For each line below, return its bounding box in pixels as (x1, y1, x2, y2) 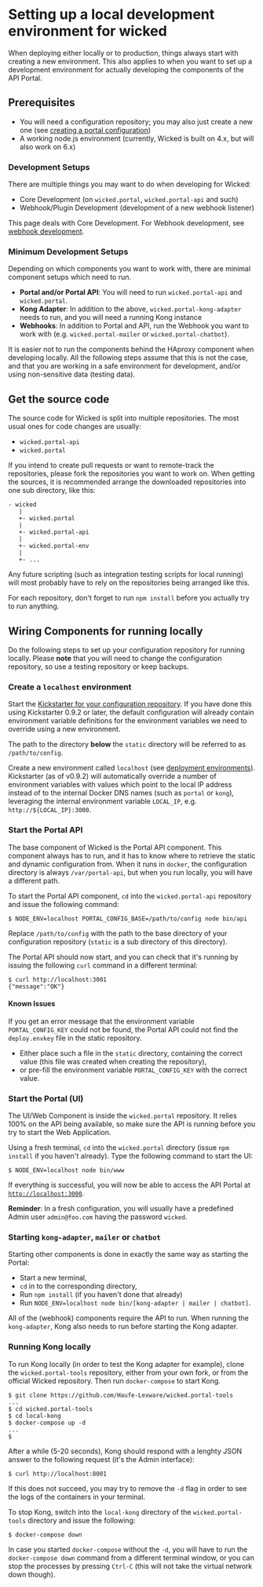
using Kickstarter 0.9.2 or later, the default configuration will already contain (8, 707, 254, 717)
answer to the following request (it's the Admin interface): (8, 1454, 195, 1464)
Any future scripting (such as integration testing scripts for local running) (8, 570, 244, 579)
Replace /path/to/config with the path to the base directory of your (8, 928, 228, 938)
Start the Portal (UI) (8, 1093, 84, 1104)
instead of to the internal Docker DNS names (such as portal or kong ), (8, 788, 234, 798)
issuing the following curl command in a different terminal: (8, 961, 198, 970)
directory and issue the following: (27, 1515, 136, 1525)
